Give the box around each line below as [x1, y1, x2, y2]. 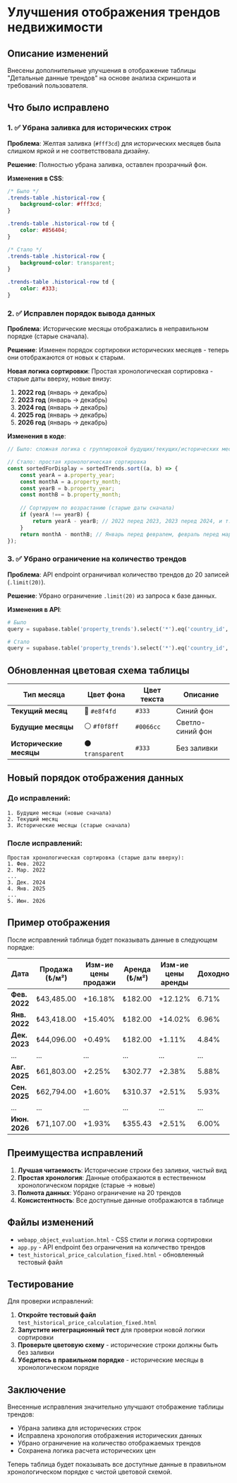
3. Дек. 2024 [7, 879, 46, 887]
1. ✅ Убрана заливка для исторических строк [7, 123, 171, 133]
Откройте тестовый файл [17, 1310, 97, 1320]
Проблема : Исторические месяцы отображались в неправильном [7, 325, 209, 333]
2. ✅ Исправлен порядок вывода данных [7, 308, 156, 318]
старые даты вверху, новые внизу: [7, 374, 111, 383]
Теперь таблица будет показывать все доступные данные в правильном [7, 1460, 226, 1469]
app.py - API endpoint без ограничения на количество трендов [17, 1242, 206, 1251]
